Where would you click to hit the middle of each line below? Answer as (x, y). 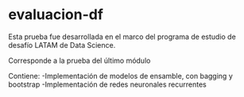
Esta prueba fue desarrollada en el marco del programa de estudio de (122, 37)
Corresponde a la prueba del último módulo (79, 60)
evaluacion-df (56, 15)
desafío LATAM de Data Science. (62, 45)
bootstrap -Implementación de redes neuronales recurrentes (107, 84)
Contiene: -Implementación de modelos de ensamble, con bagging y (120, 76)
